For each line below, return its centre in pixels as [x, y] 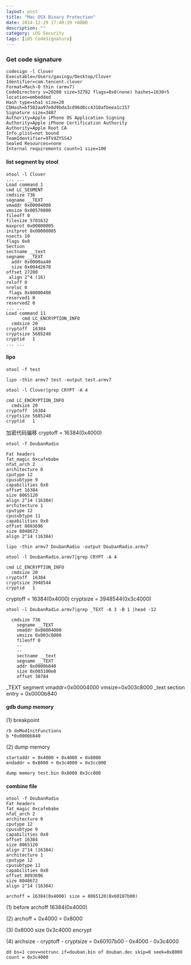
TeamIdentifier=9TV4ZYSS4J [39, 139]
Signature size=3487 [31, 113]
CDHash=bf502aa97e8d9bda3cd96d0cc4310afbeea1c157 [68, 108]
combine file [22, 786]
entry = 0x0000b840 [32, 693]
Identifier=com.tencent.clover [44, 82]
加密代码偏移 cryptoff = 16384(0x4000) [54, 432]
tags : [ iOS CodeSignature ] [39, 39]
